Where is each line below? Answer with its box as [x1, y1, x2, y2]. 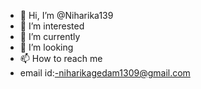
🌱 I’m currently [19, 31, 81, 42]
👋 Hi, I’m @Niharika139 [19, 10, 114, 21]
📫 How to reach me [19, 53, 103, 64]
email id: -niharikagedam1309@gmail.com [19, 67, 191, 79]
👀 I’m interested [19, 20, 85, 32]
